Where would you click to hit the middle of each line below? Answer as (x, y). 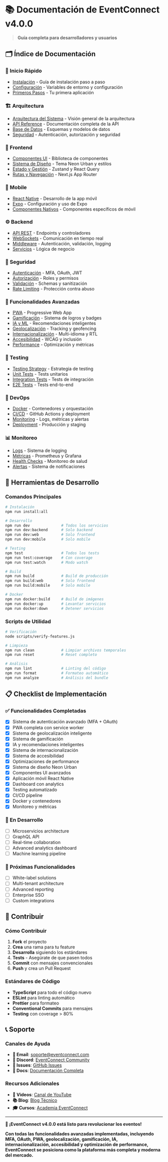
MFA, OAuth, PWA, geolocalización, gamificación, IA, (61, 1139)
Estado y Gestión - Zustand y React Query (56, 169)
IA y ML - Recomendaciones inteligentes (54, 323)
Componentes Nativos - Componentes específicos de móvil (74, 209)
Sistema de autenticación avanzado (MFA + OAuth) (65, 722)
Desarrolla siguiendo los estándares (50, 952)
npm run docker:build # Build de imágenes (54, 599)
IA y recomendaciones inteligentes (48, 744)
